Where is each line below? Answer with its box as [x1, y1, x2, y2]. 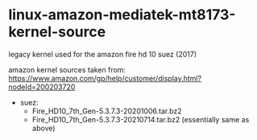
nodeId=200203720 [8, 82, 76, 92]
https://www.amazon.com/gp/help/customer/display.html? [8, 73, 202, 83]
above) [31, 123, 56, 133]
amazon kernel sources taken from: [8, 64, 126, 74]
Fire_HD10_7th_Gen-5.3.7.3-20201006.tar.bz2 [31, 106, 183, 116]
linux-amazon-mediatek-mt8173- [8, 6, 236, 24]
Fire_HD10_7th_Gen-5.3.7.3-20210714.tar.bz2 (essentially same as [31, 114, 250, 124]
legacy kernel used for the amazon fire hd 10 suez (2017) [8, 49, 197, 59]
